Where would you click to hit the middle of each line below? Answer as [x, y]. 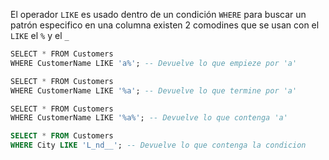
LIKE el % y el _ [40, 35]
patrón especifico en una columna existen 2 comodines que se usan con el [165, 25]
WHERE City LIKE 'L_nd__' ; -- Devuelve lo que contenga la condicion [158, 145]
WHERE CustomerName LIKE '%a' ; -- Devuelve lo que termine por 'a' [154, 90]
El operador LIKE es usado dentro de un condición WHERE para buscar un [158, 14]
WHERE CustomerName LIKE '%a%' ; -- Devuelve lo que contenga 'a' [149, 118]
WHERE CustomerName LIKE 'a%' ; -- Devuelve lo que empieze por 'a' [154, 63]
